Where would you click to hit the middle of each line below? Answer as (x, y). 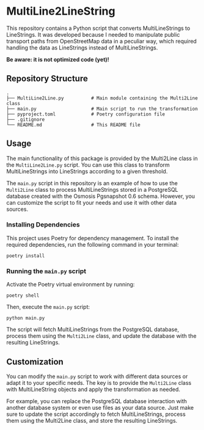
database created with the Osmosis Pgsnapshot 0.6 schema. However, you (101, 196)
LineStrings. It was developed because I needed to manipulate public (93, 34)
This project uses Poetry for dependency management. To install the (93, 238)
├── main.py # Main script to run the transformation (102, 109)
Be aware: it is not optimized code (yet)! (58, 59)
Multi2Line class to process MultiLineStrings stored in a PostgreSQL (92, 189)
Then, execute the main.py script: (48, 307)
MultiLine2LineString (61, 11)
